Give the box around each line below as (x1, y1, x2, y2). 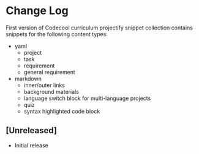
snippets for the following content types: (6, 30, 108, 37)
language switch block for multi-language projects (23, 94, 151, 102)
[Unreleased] (6, 125, 58, 136)
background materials (23, 88, 79, 95)
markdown (14, 75, 42, 82)
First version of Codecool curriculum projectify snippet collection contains (6, 24, 193, 31)
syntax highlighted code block (23, 107, 100, 115)
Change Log (6, 4, 69, 18)
